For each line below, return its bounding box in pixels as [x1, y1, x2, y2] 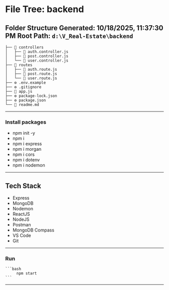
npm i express [12, 141, 42, 147]
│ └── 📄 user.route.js [5, 76, 57, 81]
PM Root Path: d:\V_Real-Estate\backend [5, 31, 133, 40]
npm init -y [12, 130, 35, 136]
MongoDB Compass [12, 227, 54, 233]
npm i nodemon [12, 162, 45, 168]
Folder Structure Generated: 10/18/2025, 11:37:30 [5, 24, 163, 32]
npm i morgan [12, 146, 42, 152]
